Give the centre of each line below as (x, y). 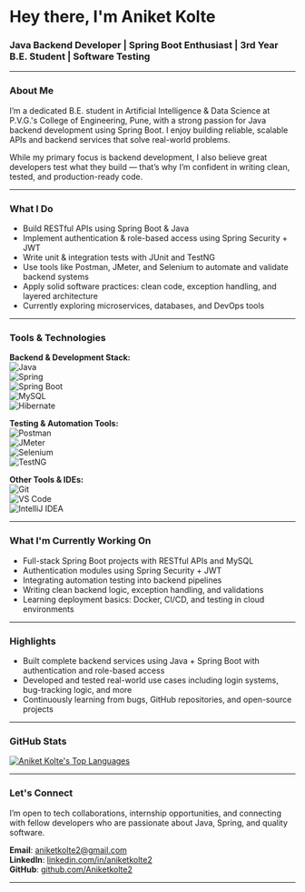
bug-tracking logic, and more (77, 689)
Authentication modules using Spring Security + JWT (122, 570)
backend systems (55, 277)
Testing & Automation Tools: (64, 424)
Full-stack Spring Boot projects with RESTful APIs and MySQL (138, 560)
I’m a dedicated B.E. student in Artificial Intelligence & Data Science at (140, 110)
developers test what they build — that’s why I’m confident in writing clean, (150, 166)
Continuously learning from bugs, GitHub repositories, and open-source (157, 699)
